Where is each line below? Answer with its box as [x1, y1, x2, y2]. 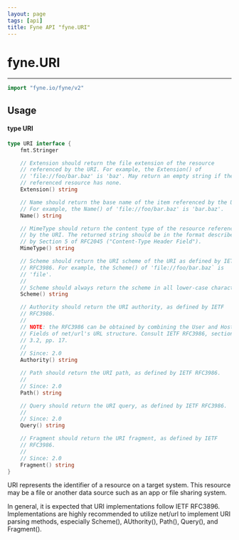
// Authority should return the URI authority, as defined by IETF [20, 303, 224, 311]
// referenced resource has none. [20, 180, 122, 187]
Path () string [20, 389, 62, 396]
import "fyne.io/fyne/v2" [7, 85, 84, 92]
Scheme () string [20, 291, 69, 298]
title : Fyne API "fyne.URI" [7, 24, 91, 31]
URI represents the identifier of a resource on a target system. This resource [7, 481, 231, 489]
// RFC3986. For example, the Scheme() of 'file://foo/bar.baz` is [20, 264, 224, 271]
